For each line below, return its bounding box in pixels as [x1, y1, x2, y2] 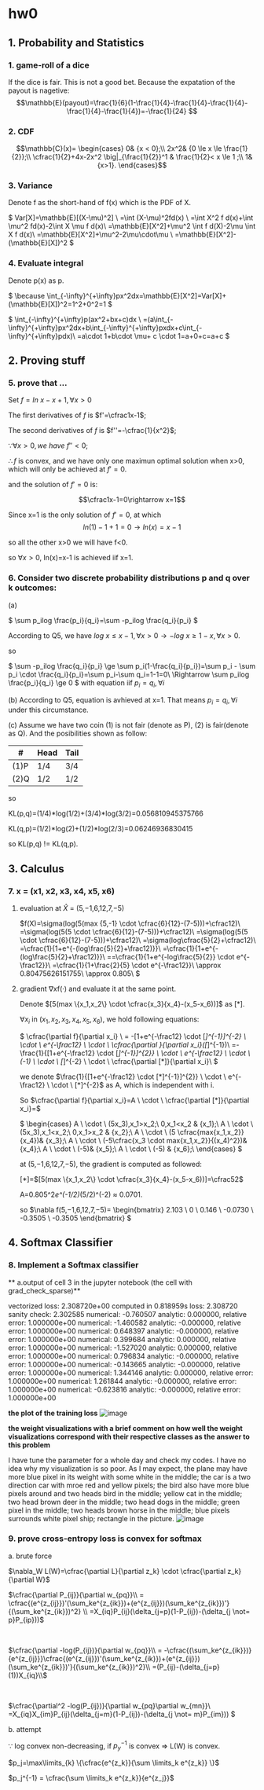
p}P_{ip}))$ [8, 1615, 45, 1624]
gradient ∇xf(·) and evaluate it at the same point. [19, 984, 177, 994]
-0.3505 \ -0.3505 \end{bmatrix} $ [19, 1213, 132, 1223]
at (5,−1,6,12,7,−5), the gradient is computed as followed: [19, 1159, 203, 1168]
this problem [8, 1440, 51, 1450]
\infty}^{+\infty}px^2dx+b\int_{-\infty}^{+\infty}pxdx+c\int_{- [8, 323, 203, 332]
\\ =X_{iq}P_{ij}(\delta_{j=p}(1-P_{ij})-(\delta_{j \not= [82, 1606, 251, 1616]
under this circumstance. [8, 705, 89, 715]
